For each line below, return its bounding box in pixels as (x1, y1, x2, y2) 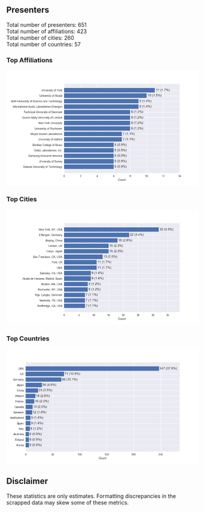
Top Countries (6, 334, 50, 343)
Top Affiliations (6, 56, 53, 64)
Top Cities (6, 195, 37, 203)
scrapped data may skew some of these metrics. (6, 499, 129, 506)
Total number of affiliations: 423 (6, 27, 87, 35)
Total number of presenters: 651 (6, 21, 87, 28)
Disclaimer (6, 476, 48, 486)
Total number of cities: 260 (6, 34, 75, 42)
